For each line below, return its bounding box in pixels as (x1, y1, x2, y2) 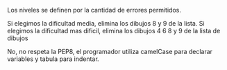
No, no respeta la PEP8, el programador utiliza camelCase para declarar (7, 48, 213, 55)
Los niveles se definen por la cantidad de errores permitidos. (7, 6, 182, 14)
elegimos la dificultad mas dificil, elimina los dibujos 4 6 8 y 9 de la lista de (7, 27, 221, 35)
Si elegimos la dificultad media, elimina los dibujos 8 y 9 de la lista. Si (7, 19, 205, 27)
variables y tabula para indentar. (7, 55, 99, 63)
